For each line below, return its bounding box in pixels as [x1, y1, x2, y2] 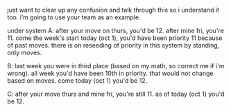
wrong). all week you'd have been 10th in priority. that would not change [7, 69, 214, 77]
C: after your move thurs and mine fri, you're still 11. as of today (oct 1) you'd [7, 90, 225, 98]
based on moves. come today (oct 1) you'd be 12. [7, 77, 148, 85]
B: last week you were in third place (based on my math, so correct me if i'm [7, 62, 225, 70]
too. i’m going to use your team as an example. [7, 13, 141, 21]
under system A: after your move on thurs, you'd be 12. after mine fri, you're [7, 27, 224, 34]
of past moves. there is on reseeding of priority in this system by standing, [7, 41, 220, 49]
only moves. [7, 48, 42, 57]
